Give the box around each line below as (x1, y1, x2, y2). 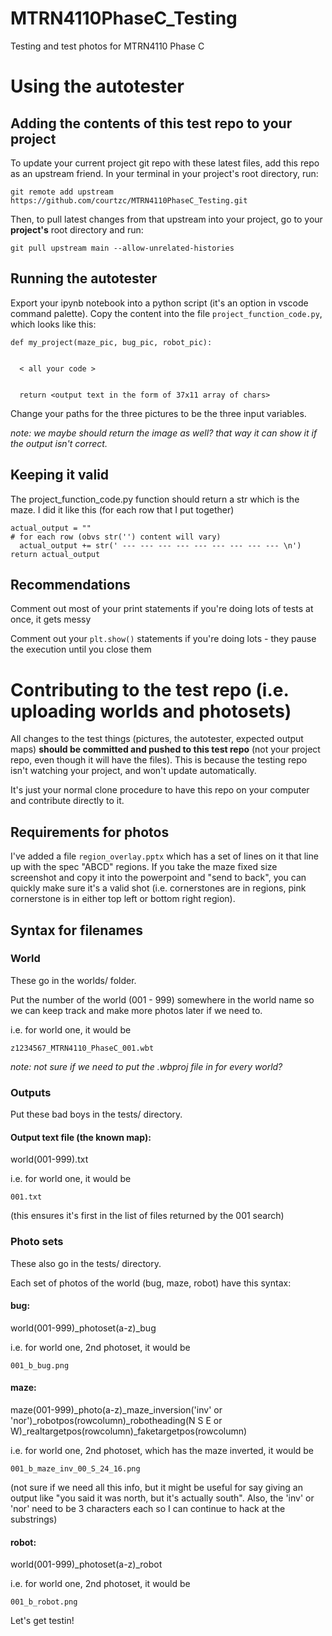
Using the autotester (10, 75, 185, 98)
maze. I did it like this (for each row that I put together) (10, 503, 235, 516)
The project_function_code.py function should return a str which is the (10, 493, 300, 505)
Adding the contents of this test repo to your (10, 115, 293, 132)
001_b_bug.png (10, 1360, 70, 1371)
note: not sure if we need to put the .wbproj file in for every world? (10, 1060, 283, 1072)
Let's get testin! (10, 1615, 75, 1627)
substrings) (10, 1513, 58, 1526)
